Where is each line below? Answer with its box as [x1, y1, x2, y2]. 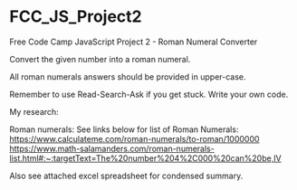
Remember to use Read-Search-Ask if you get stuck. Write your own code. [9, 89, 289, 100]
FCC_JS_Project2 [9, 6, 142, 27]
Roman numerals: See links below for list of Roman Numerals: [9, 124, 239, 135]
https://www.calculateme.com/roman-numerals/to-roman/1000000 [9, 133, 260, 144]
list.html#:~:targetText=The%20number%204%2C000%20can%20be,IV [9, 152, 283, 164]
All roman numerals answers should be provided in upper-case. [9, 71, 246, 82]
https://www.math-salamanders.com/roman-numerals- [9, 143, 215, 154]
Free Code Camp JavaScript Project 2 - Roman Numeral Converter [9, 36, 258, 47]
